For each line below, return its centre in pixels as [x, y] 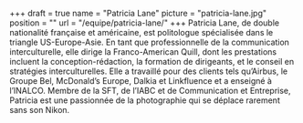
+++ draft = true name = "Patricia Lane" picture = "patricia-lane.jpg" [138, 13]
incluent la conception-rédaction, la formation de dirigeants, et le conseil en [152, 61]
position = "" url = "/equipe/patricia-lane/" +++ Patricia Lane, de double [145, 23]
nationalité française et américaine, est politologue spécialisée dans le [141, 32]
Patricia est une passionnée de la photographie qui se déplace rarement [145, 100]
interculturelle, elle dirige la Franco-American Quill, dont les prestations [143, 52]
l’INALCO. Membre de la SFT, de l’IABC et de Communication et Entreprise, [150, 91]
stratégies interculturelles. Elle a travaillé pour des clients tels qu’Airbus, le [149, 71]
